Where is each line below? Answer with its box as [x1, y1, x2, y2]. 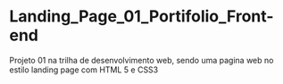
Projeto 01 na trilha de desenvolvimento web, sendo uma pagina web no [9, 55, 274, 65]
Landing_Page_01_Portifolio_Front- [9, 6, 274, 27]
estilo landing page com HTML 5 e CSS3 [9, 64, 159, 75]
